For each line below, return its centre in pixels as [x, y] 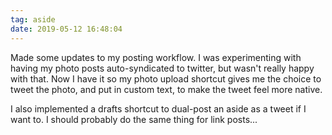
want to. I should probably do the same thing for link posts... [134, 119]
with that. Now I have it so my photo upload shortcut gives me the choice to [166, 78]
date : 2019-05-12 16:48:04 [66, 29]
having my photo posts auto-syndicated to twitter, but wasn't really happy [162, 68]
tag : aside [33, 19]
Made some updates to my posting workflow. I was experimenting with [156, 57]
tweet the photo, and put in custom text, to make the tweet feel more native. [166, 89]
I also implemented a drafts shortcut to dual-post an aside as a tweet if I [158, 108]
